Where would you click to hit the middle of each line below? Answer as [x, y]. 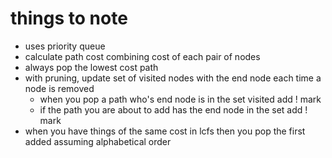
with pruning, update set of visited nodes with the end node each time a [173, 78]
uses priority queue [65, 46]
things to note [69, 18]
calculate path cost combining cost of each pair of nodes [142, 56]
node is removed [59, 88]
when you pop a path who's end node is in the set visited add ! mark [180, 99]
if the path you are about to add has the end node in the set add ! [173, 109]
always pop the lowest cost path [91, 67]
